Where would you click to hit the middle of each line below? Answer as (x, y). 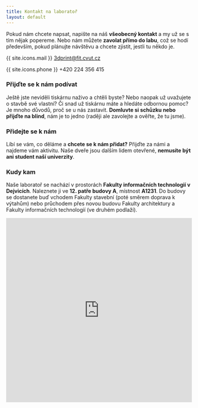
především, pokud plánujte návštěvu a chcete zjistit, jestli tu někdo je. (90, 46)
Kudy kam (21, 172)
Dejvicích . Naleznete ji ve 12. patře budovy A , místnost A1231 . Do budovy (96, 191)
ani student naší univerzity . (40, 157)
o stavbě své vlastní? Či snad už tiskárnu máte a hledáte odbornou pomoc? (97, 103)
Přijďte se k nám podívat (42, 84)
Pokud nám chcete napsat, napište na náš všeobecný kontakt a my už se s (98, 34)
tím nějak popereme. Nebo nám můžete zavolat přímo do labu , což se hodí (97, 40)
